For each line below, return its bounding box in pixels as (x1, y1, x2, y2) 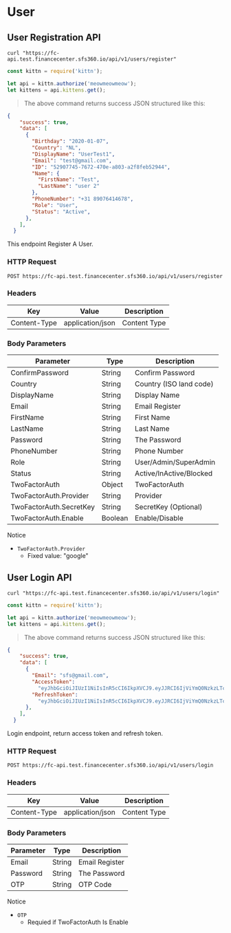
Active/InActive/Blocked (135, 469, 213, 478)
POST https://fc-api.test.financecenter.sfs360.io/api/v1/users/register (7, 272, 223, 279)
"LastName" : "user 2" (37, 183, 100, 190)
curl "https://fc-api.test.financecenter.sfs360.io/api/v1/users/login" (7, 590, 220, 597)
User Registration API (7, 32, 101, 43)
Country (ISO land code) (135, 379, 214, 389)
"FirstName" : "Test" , (37, 176, 100, 183)
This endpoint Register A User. (7, 240, 94, 248)
